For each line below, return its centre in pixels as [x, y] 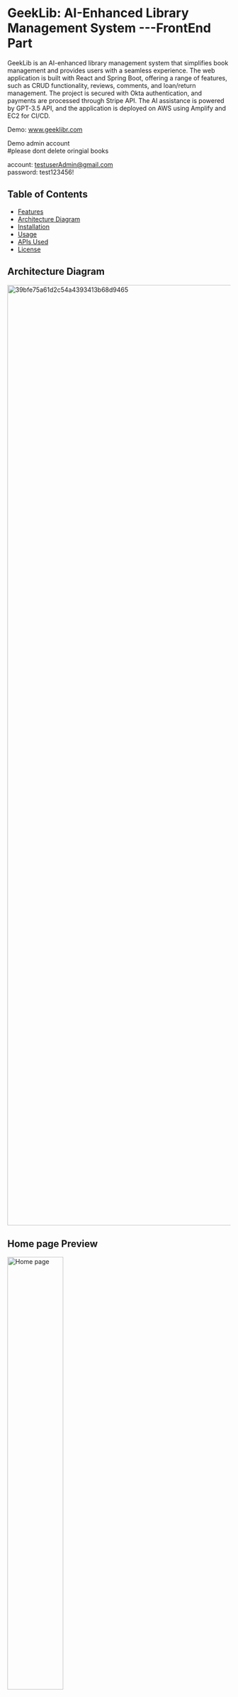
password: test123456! [41, 172]
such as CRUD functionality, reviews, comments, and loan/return [102, 85]
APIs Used [33, 241]
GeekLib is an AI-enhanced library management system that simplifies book [118, 62]
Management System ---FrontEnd [109, 28]
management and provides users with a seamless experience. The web [111, 70]
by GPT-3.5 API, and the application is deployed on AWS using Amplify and [117, 108]
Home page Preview [52, 1244]
